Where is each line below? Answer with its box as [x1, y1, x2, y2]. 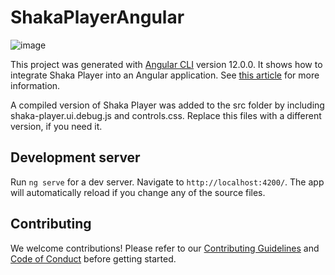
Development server [10, 149, 141, 166]
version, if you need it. [10, 120, 103, 132]
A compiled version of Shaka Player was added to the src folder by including [10, 99, 325, 111]
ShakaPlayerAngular [10, 6, 185, 29]
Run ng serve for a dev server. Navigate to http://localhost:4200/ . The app [10, 176, 325, 188]
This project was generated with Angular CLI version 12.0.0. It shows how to [10, 58, 323, 70]
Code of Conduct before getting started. [10, 252, 177, 265]
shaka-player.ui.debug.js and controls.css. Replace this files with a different [10, 109, 322, 121]
